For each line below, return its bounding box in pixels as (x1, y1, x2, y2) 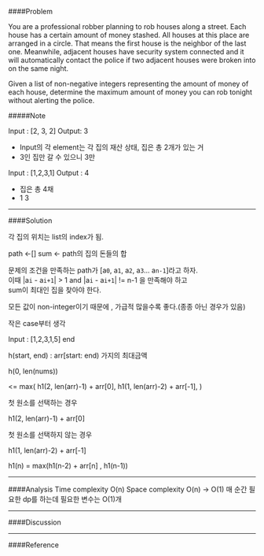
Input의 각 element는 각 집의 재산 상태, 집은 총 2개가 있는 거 (19, 143, 204, 152)
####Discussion (8, 517, 61, 527)
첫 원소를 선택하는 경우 (8, 398, 78, 407)
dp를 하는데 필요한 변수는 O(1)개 (22, 495, 122, 503)
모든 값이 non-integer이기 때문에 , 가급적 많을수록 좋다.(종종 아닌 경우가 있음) (8, 302, 246, 311)
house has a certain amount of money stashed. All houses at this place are (8, 31, 250, 39)
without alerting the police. (8, 96, 95, 105)
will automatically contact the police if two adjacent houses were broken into (8, 55, 256, 65)
